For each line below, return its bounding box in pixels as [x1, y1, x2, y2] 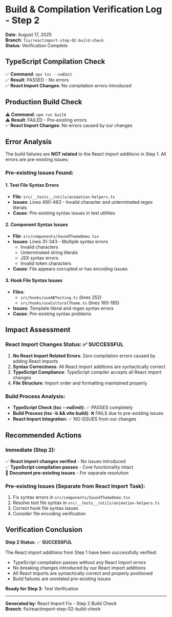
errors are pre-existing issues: [5, 157, 69, 163]
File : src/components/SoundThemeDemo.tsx [12, 233, 99, 239]
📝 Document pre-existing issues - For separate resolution [5, 470, 129, 476]
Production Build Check [5, 98, 82, 106]
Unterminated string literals [20, 249, 78, 255]
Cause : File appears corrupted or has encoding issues [12, 265, 128, 272]
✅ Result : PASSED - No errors [5, 76, 69, 83]
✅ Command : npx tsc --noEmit [5, 71, 73, 77]
